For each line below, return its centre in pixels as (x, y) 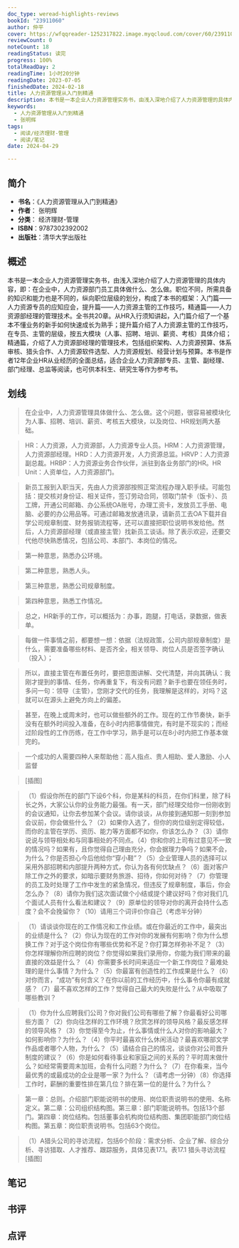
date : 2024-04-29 (33, 147)
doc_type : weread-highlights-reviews (63, 14)
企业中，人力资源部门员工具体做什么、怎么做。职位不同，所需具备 (135, 289)
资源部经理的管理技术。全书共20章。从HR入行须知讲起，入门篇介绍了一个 (115, 316)
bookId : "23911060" (36, 21)
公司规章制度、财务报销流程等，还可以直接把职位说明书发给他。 (124, 522)
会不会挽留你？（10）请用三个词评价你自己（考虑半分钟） (122, 911)
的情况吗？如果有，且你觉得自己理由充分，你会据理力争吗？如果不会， (128, 849)
